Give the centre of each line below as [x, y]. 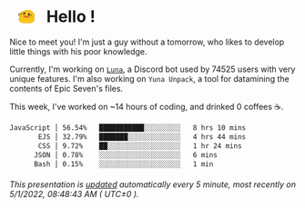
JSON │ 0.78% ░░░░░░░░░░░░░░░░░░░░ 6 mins [126, 155]
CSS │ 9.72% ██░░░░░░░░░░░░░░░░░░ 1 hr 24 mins [140, 146]
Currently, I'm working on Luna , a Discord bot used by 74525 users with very [152, 69]
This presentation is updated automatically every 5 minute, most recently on [152, 184]
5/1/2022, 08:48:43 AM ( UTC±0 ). [74, 193]
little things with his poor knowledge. [78, 52]
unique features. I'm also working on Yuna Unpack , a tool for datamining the [149, 79]
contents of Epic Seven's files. [66, 89]
